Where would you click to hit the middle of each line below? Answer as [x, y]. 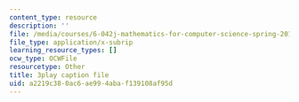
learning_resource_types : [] [63, 51]
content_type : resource [53, 17]
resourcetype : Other [48, 67]
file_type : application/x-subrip [71, 42]
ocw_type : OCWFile [43, 59]
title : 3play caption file [59, 75]
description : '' [39, 26]
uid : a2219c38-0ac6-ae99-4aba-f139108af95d [91, 83]
